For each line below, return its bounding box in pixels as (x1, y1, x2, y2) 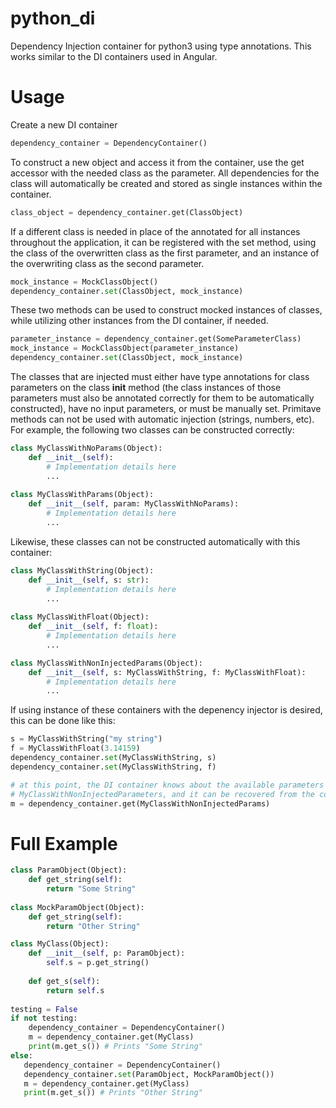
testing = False (10, 1004, 78, 1014)
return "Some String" (46, 884, 137, 894)
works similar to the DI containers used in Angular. (10, 50, 218, 62)
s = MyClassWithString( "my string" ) (10, 734, 163, 744)
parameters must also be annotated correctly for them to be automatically (10, 392, 315, 404)
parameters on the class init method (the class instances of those (10, 382, 282, 393)
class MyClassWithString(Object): (10, 565, 155, 576)
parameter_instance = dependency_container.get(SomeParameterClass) (10, 334, 302, 344)
